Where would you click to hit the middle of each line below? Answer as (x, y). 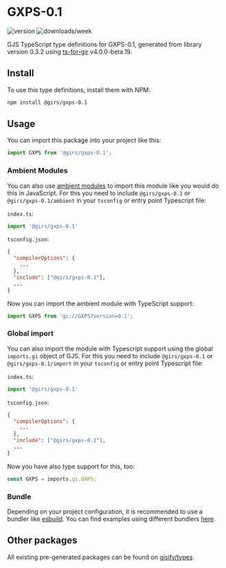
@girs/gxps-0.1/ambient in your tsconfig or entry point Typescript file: (106, 200)
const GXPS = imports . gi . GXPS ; (52, 479)
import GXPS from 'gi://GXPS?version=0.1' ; (70, 316)
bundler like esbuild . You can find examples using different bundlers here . (112, 518)
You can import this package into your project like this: (84, 140)
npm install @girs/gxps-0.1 (47, 102)
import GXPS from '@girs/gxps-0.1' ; (59, 153)
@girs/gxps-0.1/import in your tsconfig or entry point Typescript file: (105, 363)
